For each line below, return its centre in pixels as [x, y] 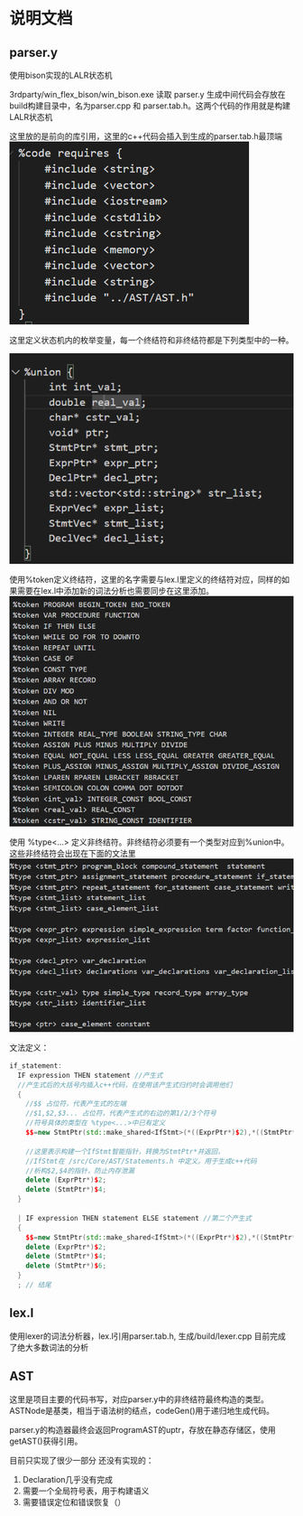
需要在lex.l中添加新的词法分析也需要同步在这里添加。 [115, 591]
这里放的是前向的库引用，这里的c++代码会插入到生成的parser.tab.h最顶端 [146, 136]
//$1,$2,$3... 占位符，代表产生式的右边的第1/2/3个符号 [121, 1114]
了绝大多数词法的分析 [49, 1347]
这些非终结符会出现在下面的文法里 [73, 854]
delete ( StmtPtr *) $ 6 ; [66, 1266]
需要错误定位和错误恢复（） [74, 1502]
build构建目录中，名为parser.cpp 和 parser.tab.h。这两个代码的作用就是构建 [150, 106]
